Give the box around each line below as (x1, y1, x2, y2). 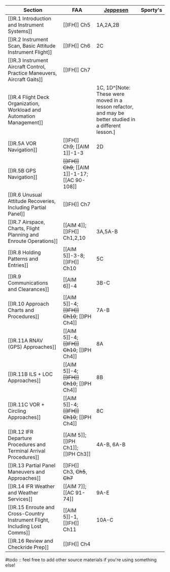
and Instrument (8, 21, 44, 28)
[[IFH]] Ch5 (63, 21, 91, 28)
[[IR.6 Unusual (8, 191, 42, 198)
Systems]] (8, 28, 33, 34)
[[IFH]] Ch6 (63, 43, 91, 49)
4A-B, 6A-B (96, 441, 126, 448)
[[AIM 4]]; (63, 222, 87, 229)
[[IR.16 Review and (8, 538, 54, 544)
